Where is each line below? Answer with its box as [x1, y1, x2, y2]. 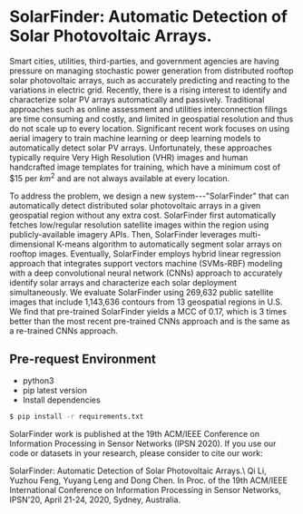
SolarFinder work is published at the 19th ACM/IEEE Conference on [9, 429, 260, 440]
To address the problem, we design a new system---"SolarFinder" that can [9, 190, 289, 201]
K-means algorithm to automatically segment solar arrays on [56, 238, 282, 249]
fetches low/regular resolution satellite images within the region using [9, 219, 269, 230]
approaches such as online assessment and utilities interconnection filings [9, 103, 288, 114]
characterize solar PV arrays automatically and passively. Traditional [9, 93, 265, 105]
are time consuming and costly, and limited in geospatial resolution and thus [9, 113, 294, 124]
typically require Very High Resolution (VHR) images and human [9, 151, 249, 162]
